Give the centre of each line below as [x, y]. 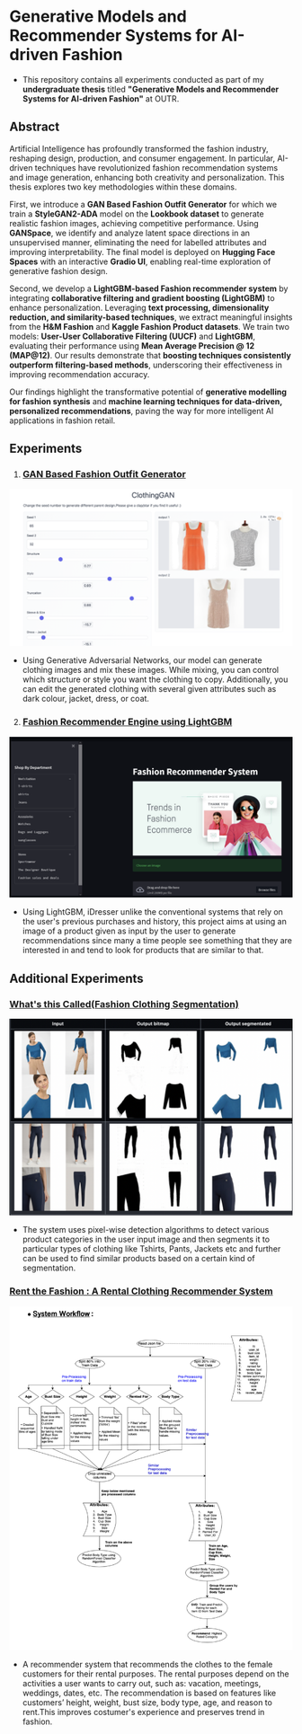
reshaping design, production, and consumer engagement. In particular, [142, 158]
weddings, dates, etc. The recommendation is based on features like [149, 1693]
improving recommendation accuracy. [80, 374]
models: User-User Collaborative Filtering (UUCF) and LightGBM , [133, 336]
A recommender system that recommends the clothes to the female [147, 1664]
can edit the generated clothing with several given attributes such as [149, 689]
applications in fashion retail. [62, 420]
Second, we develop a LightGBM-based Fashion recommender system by [149, 288]
